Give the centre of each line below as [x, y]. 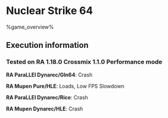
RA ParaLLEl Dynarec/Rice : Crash [47, 97]
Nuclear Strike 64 [50, 11]
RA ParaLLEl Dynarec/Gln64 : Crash [49, 75]
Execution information [47, 45]
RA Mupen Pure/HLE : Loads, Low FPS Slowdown [65, 86]
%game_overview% [30, 27]
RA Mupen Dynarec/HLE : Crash [45, 109]
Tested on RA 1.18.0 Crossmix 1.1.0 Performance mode [84, 62]
